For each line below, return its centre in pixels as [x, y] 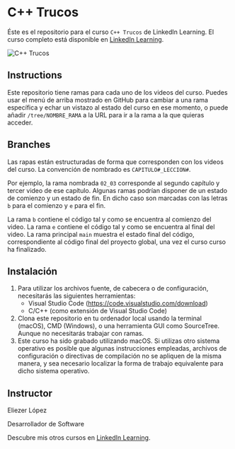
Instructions [35, 75]
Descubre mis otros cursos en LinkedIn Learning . [79, 438]
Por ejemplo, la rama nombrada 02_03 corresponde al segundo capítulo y [114, 183]
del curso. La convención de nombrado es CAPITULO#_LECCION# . [99, 169]
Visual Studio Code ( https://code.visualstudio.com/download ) [118, 303]
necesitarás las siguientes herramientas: [76, 296]
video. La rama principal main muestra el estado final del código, [101, 234]
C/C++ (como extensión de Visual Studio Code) [98, 311]
